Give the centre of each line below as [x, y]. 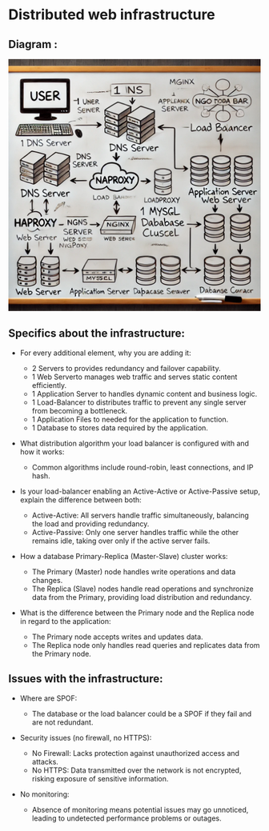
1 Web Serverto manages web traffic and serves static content [134, 377]
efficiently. [49, 385]
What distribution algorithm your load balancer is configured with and [134, 443]
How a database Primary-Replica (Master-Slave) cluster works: [124, 556]
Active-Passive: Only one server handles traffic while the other [135, 532]
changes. [47, 580]
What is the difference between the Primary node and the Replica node [137, 613]
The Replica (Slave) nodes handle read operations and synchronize [143, 589]
